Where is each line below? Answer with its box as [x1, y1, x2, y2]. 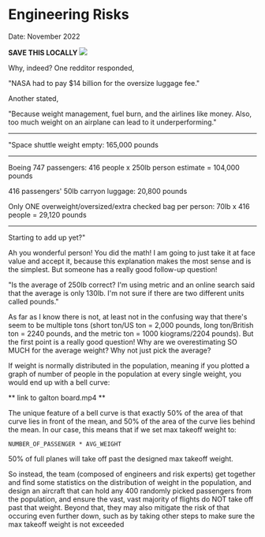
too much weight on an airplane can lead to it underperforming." [8, 117, 217, 127]
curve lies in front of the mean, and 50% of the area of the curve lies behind [8, 416, 256, 426]
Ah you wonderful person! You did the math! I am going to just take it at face [8, 248, 256, 257]
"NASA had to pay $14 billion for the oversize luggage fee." [8, 78, 200, 88]
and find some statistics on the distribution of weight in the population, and [8, 477, 252, 487]
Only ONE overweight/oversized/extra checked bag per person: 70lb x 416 [8, 201, 250, 211]
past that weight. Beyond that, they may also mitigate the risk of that [8, 502, 230, 512]
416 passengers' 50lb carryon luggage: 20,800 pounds [8, 186, 188, 196]
